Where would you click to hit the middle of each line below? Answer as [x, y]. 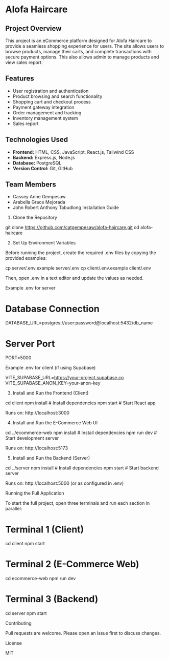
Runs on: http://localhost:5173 [37, 448]
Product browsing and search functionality [57, 96]
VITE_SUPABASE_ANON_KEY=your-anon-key [53, 383]
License [14, 643]
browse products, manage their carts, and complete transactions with [79, 51]
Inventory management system [45, 118]
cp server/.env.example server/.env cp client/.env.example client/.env [78, 268]
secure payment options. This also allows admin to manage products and [82, 57]
